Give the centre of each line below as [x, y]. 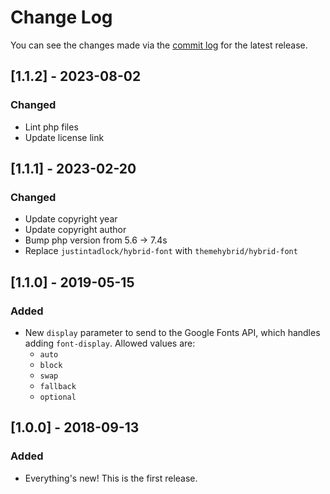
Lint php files [51, 127]
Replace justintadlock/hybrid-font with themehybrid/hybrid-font [161, 251]
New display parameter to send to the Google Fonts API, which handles [172, 332]
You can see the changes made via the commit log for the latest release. [159, 45]
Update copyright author [75, 230]
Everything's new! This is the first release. [111, 478]
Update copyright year [71, 219]
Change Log [61, 17]
